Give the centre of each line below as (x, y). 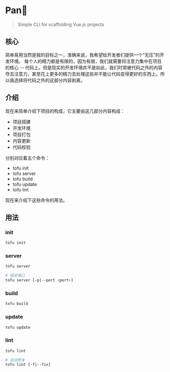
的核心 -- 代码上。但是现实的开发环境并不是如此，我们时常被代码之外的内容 (84, 67)
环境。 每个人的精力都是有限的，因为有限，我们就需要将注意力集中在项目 (86, 61)
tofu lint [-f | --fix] (28, 365)
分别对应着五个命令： (27, 158)
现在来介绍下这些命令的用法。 (36, 200)
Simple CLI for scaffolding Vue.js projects (61, 24)
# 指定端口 (15, 276)
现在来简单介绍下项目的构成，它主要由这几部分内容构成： (65, 111)
